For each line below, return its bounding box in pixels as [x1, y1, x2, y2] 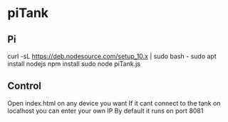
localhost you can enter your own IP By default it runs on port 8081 [7, 106, 204, 115]
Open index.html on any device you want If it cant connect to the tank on [7, 99, 221, 107]
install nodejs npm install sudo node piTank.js [7, 60, 141, 68]
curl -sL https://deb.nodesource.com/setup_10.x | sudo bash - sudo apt [7, 52, 217, 60]
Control [7, 80, 41, 92]
